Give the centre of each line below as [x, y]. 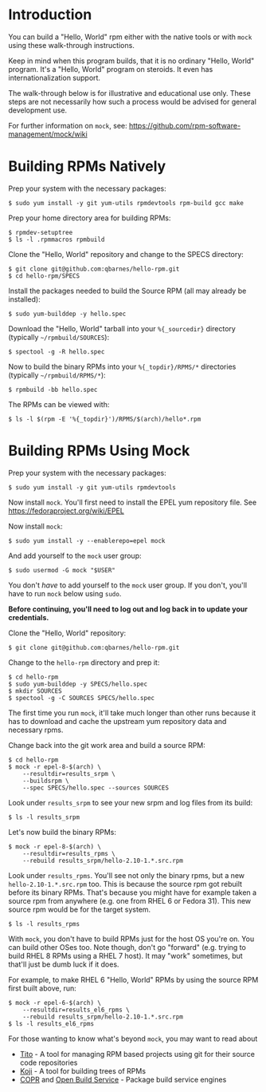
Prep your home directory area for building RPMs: [90, 218]
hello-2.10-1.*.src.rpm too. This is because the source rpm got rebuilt [125, 884]
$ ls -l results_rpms [44, 924]
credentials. [29, 617]
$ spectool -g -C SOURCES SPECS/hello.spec [82, 698]
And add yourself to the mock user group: [75, 556]
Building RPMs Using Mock [99, 451]
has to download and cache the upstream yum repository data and [117, 721]
